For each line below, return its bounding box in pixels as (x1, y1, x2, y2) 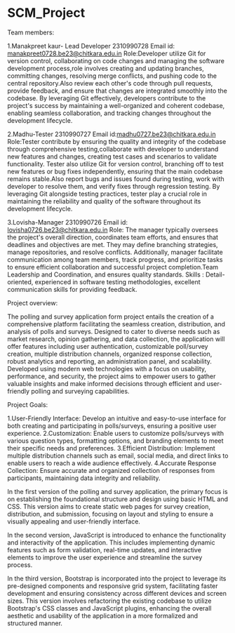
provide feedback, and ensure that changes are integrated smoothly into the (7, 86, 228, 95)
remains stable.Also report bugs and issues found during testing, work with (7, 174, 224, 183)
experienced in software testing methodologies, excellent (34, 277, 201, 286)
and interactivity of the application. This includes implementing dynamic (7, 538, 215, 547)
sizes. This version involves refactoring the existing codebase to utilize (7, 597, 212, 605)
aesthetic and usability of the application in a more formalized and (7, 611, 199, 620)
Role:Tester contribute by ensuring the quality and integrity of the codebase (7, 137, 227, 145)
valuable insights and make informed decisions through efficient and (7, 379, 206, 387)
